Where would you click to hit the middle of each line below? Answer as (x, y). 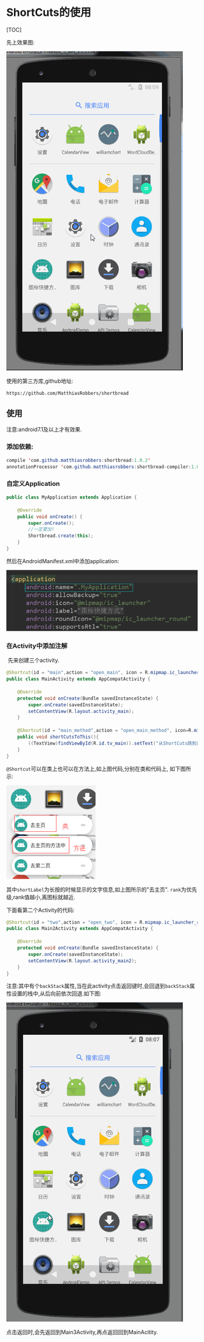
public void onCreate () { (50, 517)
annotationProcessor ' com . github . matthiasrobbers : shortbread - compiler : (99, 467)
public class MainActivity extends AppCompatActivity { (78, 679)
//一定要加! (41, 530)
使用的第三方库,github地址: (40, 381)
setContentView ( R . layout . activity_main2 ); (83, 960)
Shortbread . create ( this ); (61, 536)
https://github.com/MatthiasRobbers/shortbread (68, 393)
